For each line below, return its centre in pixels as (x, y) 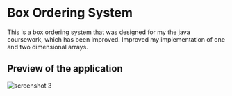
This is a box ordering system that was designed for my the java (99, 32)
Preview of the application (65, 69)
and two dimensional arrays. (48, 47)
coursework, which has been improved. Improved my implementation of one (116, 39)
